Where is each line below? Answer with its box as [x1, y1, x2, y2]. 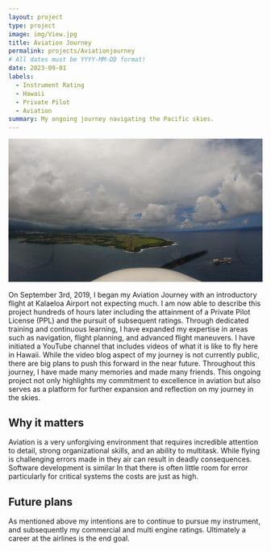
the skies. [8, 392, 41, 403]
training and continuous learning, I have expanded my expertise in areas [8, 324, 248, 334]
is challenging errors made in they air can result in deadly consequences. [8, 454, 252, 464]
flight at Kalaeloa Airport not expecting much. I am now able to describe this [8, 298, 261, 308]
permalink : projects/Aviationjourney [8, 47, 135, 56]
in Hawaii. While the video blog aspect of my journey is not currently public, [8, 349, 260, 359]
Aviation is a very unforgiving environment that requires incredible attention [8, 437, 259, 447]
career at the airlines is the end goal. [8, 533, 131, 544]
